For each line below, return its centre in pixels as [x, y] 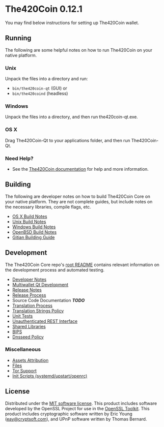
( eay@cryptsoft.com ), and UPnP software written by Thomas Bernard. [76, 419]
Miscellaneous [23, 349]
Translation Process [32, 305]
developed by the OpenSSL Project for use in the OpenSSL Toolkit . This [77, 408]
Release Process [29, 295]
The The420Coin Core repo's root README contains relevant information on [82, 265]
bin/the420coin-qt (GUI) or [40, 88]
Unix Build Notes [29, 221]
